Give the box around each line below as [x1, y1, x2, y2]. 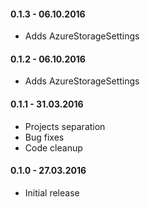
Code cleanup [24, 141, 83, 154]
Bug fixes [24, 131, 65, 143]
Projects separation [24, 120, 106, 132]
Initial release [24, 186, 80, 199]
